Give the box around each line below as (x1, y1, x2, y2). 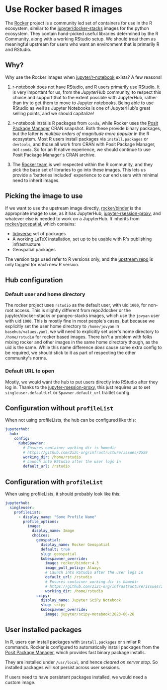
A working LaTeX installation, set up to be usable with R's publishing (12, 236, 152, 242)
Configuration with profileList (5, 478, 103, 486)
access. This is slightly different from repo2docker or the (14, 308, 131, 314)
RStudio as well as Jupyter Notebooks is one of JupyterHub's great (12, 105, 151, 111)
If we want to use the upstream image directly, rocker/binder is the (5, 205, 142, 211)
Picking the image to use (5, 192, 83, 200)
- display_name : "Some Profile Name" (18, 515, 97, 519)
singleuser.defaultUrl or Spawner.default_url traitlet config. (5, 389, 131, 395)
